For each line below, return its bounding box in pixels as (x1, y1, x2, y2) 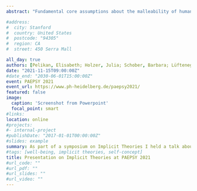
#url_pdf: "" (6, 165, 38, 171)
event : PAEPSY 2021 (6, 78, 54, 85)
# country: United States (6, 30, 72, 36)
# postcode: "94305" (6, 36, 59, 41)
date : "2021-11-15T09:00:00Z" (6, 68, 80, 74)
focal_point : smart (11, 106, 59, 112)
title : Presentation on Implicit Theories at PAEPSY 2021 (6, 154, 151, 161)
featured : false (6, 89, 46, 95)
